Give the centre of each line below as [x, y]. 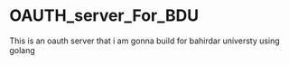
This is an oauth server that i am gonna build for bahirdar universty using [144, 41]
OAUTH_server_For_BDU [104, 16]
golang [23, 50]
